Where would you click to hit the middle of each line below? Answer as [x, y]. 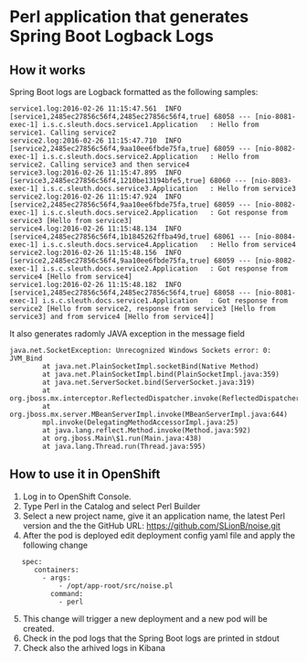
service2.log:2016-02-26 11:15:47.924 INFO [95, 197]
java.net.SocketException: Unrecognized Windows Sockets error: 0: [141, 350]
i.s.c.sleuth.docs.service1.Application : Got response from [165, 301]
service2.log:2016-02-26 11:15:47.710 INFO [95, 141]
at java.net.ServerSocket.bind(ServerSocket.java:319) [149, 382]
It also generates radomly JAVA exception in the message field [127, 334]
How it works [48, 70]
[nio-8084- [275, 237]
